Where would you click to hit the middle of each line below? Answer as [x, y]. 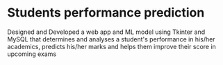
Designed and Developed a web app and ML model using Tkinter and [106, 32]
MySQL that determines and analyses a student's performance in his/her [111, 39]
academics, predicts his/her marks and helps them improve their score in [112, 46]
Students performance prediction [106, 13]
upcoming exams [32, 54]
